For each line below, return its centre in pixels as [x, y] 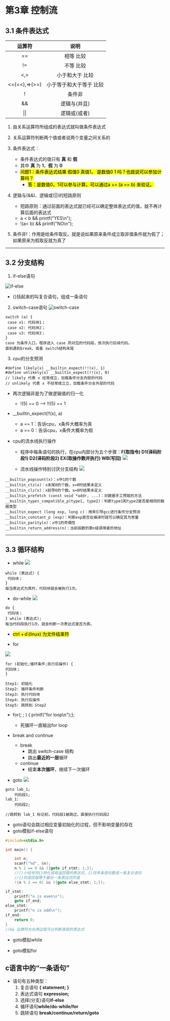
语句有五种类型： [30, 981]
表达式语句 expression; [45, 994]
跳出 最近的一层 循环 [48, 757]
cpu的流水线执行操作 [34, 441]
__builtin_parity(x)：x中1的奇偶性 [40, 523]
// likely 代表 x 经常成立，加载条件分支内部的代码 [54, 378]
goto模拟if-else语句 [33, 831]
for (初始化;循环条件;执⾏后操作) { [39, 664]
